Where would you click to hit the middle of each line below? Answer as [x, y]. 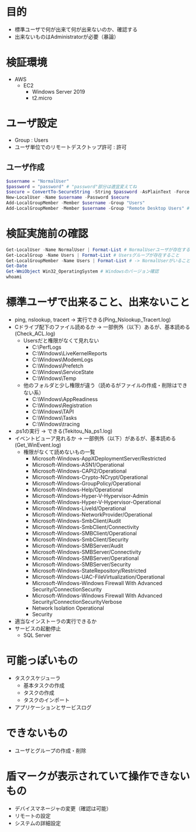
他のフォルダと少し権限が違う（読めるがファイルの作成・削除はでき [105, 385]
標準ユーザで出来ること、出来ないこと [98, 302]
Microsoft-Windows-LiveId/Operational [79, 508]
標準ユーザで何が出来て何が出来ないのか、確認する [76, 29]
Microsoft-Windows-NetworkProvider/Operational [92, 515]
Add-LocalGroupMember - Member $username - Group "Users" [75, 203]
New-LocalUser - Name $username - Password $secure [68, 198]
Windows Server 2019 [59, 91]
